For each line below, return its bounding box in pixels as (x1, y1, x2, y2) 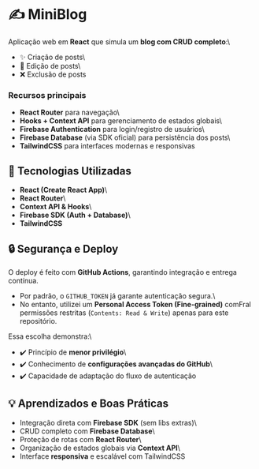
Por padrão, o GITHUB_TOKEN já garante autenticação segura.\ (19, 291, 216, 300)
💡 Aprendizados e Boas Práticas (8, 397, 169, 411)
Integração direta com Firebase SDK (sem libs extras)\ (19, 418, 197, 427)
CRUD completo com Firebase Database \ (19, 426, 155, 436)
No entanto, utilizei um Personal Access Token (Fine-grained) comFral (19, 299, 252, 309)
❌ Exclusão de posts (19, 69, 87, 79)
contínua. (8, 276, 39, 285)
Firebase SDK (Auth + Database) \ (19, 210, 131, 220)
